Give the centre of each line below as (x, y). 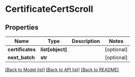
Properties (22, 27)
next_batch (21, 58)
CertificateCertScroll (49, 9)
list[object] (54, 49)
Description (86, 41)
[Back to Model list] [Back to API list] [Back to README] (62, 70)
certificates (22, 49)
